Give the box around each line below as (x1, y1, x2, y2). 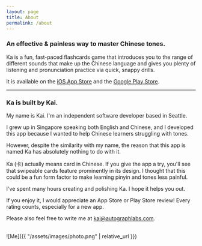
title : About (6, 14, 39, 20)
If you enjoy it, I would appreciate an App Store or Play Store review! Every (6, 196, 191, 204)
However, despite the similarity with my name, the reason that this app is (6, 142, 186, 149)
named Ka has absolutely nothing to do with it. (6, 148, 121, 155)
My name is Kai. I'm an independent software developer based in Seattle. (6, 112, 188, 119)
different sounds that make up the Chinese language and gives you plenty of (6, 59, 196, 67)
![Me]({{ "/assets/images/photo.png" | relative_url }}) (6, 232, 137, 240)
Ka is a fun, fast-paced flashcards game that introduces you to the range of (6, 53, 194, 61)
